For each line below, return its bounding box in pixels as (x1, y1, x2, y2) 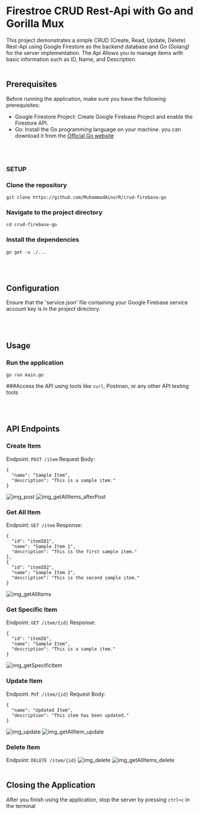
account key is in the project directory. (6, 306, 101, 313)
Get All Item (6, 508, 41, 516)
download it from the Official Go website (14, 132, 114, 139)
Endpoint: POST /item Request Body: (6, 455, 95, 462)
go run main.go (6, 372, 44, 378)
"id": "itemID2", (11, 565, 55, 571)
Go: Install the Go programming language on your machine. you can (14, 125, 182, 132)
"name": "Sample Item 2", (11, 570, 76, 576)
